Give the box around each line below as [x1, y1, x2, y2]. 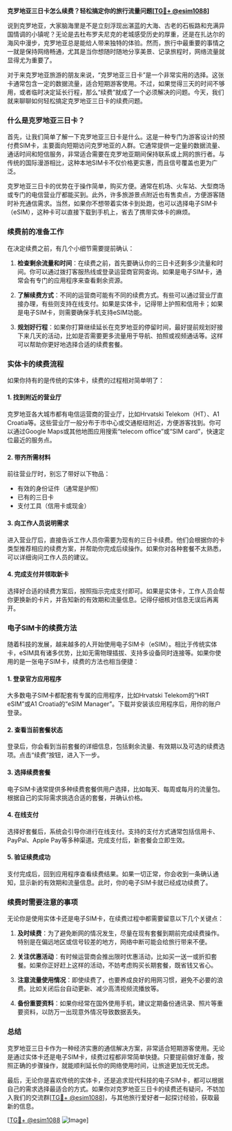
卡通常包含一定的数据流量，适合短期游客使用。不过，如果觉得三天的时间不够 [7, 80, 225, 87]
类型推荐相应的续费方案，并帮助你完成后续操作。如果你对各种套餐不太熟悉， [7, 544, 225, 552]
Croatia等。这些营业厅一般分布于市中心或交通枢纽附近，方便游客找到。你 [7, 419, 215, 427]
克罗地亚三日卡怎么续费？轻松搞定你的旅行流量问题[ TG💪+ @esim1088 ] [7, 7, 210, 15]
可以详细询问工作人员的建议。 [7, 553, 92, 561]
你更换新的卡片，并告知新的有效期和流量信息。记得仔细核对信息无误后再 [7, 595, 213, 604]
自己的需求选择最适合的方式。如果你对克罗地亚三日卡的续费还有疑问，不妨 [7, 1085, 219, 1093]
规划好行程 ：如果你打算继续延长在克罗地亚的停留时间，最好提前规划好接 [17, 323, 223, 331]
